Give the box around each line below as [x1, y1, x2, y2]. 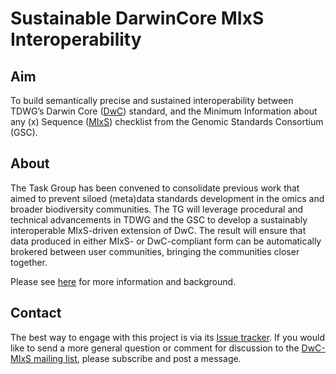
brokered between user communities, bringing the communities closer [10, 245, 300, 257]
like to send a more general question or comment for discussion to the [10, 342, 300, 354]
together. [10, 256, 48, 268]
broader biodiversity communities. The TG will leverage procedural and [10, 203, 304, 215]
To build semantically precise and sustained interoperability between [10, 95, 294, 106]
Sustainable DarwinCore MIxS [10, 7, 265, 30]
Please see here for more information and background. [10, 275, 237, 287]
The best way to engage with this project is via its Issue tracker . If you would [10, 331, 326, 343]
